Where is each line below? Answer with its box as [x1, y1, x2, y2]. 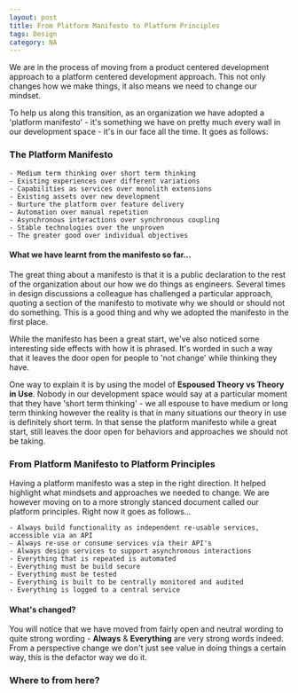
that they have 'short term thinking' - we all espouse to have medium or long [9, 398, 288, 408]
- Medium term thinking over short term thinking [9, 169, 197, 177]
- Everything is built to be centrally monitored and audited [9, 578, 244, 587]
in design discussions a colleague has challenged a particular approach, [9, 287, 273, 298]
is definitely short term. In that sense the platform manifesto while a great [9, 416, 278, 427]
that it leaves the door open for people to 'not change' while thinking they [9, 352, 278, 363]
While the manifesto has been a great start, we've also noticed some [9, 334, 260, 344]
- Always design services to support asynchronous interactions [9, 547, 252, 555]
